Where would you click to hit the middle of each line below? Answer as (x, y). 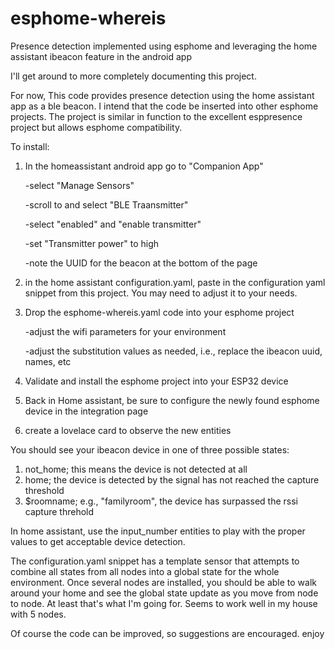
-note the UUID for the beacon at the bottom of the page (141, 263)
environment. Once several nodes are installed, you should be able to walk (163, 582)
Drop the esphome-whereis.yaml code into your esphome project (159, 312)
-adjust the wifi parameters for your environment (125, 331)
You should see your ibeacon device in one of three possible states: (150, 449)
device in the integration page (86, 411)
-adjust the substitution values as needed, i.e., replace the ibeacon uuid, (173, 351)
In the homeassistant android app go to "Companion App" (144, 166)
